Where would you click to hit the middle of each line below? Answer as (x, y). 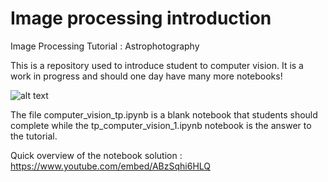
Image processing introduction (141, 18)
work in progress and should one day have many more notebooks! (146, 76)
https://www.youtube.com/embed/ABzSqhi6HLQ (111, 166)
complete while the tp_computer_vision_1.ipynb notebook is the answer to (161, 125)
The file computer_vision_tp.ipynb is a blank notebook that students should (164, 114)
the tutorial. (34, 136)
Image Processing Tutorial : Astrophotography (105, 46)
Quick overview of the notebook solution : (96, 155)
